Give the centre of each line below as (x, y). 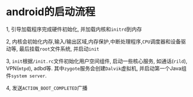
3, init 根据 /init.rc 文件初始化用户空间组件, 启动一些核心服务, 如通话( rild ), (97, 61)
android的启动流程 (51, 12)
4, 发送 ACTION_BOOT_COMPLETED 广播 (47, 88)
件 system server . (27, 76)
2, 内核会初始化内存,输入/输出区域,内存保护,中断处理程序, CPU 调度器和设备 (94, 41)
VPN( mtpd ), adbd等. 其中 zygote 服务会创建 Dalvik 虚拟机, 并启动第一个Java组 (96, 68)
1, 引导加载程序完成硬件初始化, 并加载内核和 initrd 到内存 (74, 29)
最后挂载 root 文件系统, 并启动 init (59, 48)
